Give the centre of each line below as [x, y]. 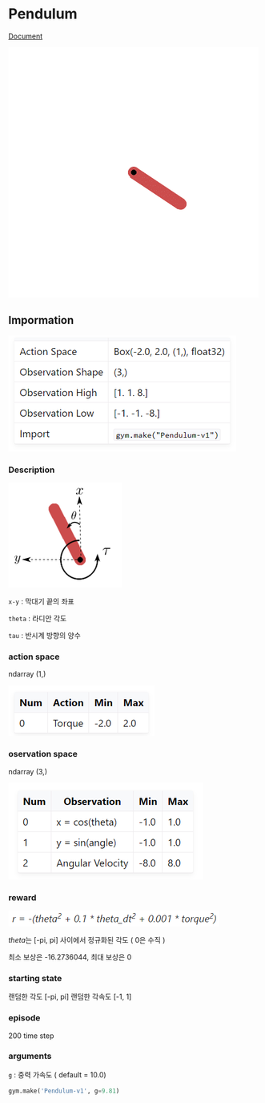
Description [32, 470]
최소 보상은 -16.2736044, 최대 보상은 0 [70, 957]
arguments [30, 1057]
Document [26, 36]
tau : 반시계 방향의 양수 [45, 636]
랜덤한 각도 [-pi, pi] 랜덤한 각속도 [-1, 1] [70, 997]
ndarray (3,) [28, 771]
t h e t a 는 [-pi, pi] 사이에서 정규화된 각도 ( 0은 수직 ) [87, 939]
